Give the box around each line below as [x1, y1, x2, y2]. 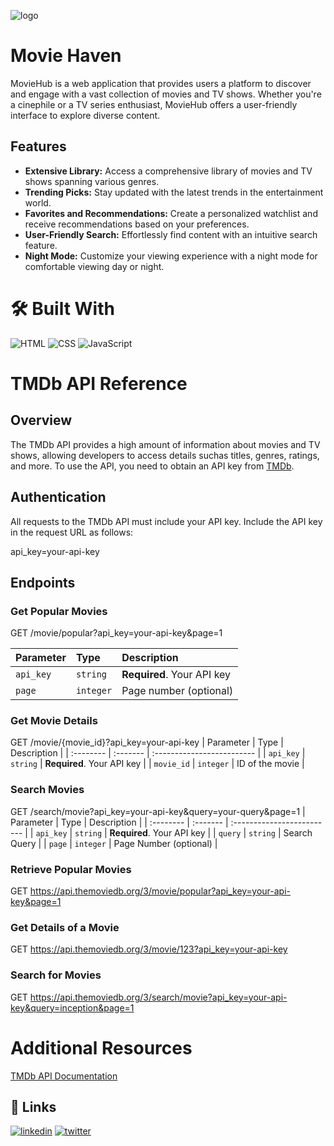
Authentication [10, 489, 107, 506]
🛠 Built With [10, 297, 115, 320]
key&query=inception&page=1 [10, 1001, 135, 1014]
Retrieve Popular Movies [10, 862, 132, 876]
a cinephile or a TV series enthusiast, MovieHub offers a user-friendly [10, 98, 298, 110]
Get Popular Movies [10, 604, 108, 618]
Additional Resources [10, 1036, 193, 1059]
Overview [10, 412, 73, 429]
